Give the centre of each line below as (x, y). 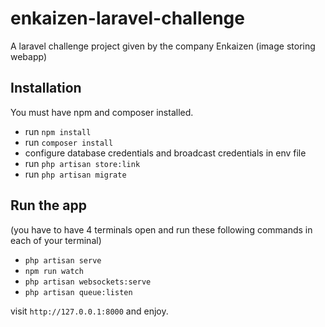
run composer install (69, 142)
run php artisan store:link (82, 163)
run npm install (58, 131)
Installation (46, 88)
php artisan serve (63, 260)
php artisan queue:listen (78, 292)
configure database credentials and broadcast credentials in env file (165, 153)
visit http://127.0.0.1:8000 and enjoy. (89, 311)
